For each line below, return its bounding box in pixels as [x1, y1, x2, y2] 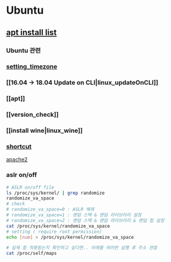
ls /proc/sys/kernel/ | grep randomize [6, 190, 105, 196]
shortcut [6, 142, 31, 151]
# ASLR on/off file [6, 184, 55, 191]
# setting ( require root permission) [6, 229, 102, 235]
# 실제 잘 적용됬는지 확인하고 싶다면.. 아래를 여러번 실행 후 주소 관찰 [6, 245, 157, 251]
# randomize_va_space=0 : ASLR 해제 [6, 207, 94, 213]
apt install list [6, 27, 57, 38]
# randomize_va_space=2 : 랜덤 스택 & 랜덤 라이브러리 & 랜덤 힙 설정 [6, 217, 164, 223]
